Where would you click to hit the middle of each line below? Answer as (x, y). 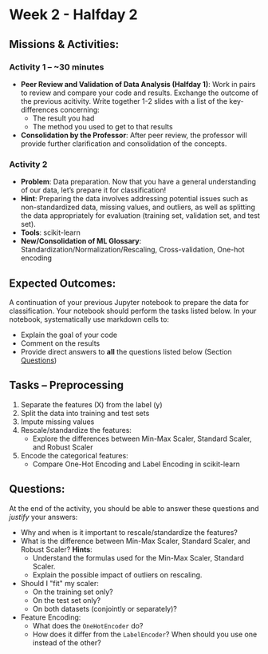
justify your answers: (43, 517)
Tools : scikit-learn (50, 232)
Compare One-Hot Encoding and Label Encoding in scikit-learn (136, 464)
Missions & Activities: (64, 44)
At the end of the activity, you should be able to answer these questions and (134, 508)
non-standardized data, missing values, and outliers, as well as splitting (138, 207)
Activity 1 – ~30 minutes (57, 67)
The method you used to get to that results (103, 126)
